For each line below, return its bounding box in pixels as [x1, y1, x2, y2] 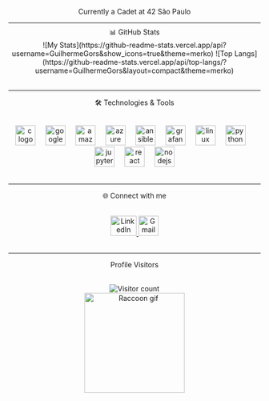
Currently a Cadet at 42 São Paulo [78, 7, 191, 16]
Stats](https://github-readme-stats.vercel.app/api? [59, 40, 227, 50]
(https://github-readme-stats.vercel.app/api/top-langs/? [42, 58, 227, 66]
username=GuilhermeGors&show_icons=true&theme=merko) [11, 49, 214, 58]
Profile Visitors [110, 260, 159, 269]
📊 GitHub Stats [109, 27, 160, 37]
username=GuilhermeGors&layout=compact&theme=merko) [34, 66, 235, 75]
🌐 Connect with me [102, 191, 167, 200]
